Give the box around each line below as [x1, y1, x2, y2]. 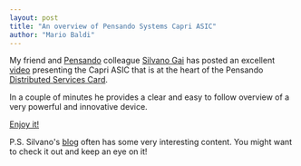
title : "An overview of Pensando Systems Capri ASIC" [9, 22, 218, 31]
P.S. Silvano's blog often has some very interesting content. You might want [9, 137, 293, 148]
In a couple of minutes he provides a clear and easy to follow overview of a [9, 92, 290, 103]
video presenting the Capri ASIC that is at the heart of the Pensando [9, 64, 264, 75]
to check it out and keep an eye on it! [9, 146, 148, 157]
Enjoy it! [9, 119, 40, 130]
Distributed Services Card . [9, 74, 109, 85]
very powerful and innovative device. [9, 102, 148, 112]
